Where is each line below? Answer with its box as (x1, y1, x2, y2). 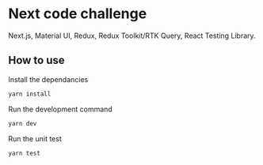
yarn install (8, 90, 51, 98)
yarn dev (8, 119, 37, 127)
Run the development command (8, 104, 112, 114)
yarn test (8, 149, 41, 157)
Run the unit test (8, 133, 62, 143)
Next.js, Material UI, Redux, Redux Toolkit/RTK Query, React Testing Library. (8, 31, 256, 40)
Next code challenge (8, 5, 147, 23)
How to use (8, 54, 65, 67)
